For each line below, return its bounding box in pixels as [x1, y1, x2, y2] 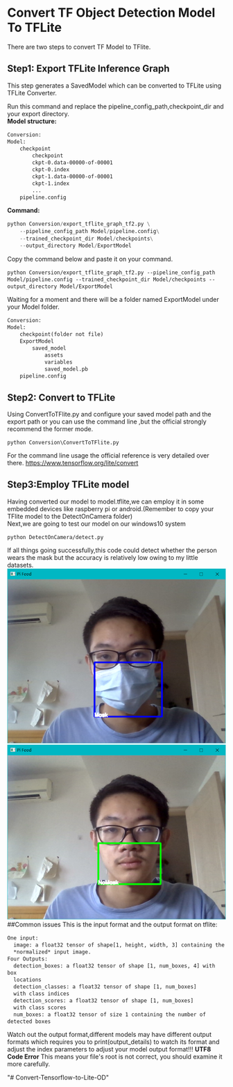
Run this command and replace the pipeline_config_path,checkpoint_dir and [7, 102, 224, 111]
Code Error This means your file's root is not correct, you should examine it [7, 1052, 223, 1061]
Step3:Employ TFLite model [7, 478, 130, 491]
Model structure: [7, 117, 57, 125]
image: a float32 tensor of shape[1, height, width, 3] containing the [13, 942, 225, 949]
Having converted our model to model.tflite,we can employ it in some [7, 497, 205, 506]
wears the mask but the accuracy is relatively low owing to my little [7, 553, 199, 561]
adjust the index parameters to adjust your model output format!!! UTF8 [7, 1045, 212, 1054]
